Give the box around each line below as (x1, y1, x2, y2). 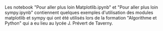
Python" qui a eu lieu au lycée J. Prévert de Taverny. (5, 20, 113, 26)
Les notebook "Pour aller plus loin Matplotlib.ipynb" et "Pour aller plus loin (5, 4, 158, 10)
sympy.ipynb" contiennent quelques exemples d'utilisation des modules (5, 9, 153, 15)
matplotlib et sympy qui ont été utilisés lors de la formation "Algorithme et (5, 15, 157, 20)
